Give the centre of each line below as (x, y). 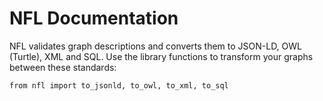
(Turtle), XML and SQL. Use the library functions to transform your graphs (161, 56)
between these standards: (63, 67)
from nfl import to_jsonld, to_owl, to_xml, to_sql (119, 85)
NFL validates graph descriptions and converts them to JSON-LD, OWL (156, 46)
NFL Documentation (94, 18)
